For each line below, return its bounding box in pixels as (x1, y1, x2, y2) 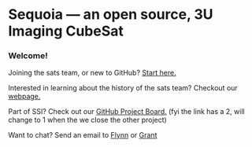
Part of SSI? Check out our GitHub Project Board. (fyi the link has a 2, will (8, 107, 246, 116)
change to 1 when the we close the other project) (8, 116, 167, 125)
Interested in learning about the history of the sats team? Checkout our (8, 83, 238, 93)
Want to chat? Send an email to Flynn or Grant (8, 130, 157, 140)
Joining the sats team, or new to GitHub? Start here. (8, 68, 176, 78)
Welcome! (8, 50, 49, 61)
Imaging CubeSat (8, 22, 124, 40)
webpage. (8, 92, 41, 101)
